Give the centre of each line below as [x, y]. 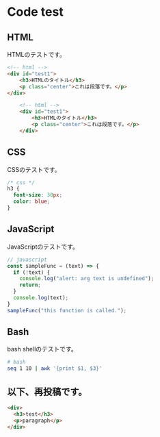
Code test [35, 12]
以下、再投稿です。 [47, 391]
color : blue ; [32, 202]
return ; [30, 285]
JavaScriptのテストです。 [43, 247]
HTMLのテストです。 [37, 54]
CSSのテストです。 [34, 169]
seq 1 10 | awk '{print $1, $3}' [55, 369]
